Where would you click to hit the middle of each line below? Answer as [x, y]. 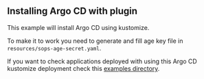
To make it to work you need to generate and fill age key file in [95, 41]
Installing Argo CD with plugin [72, 11]
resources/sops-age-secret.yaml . [54, 48]
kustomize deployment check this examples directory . [83, 68]
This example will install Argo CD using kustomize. [78, 27]
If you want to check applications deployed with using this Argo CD [102, 61]
